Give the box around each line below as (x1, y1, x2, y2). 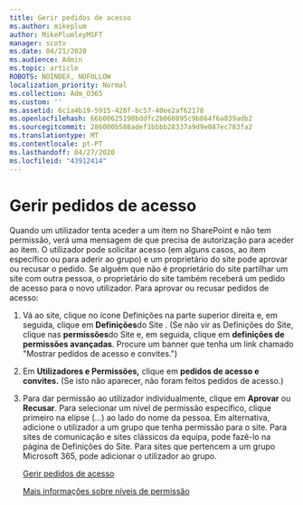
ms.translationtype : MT (9, 131, 99, 140)
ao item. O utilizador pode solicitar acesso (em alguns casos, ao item (9, 244, 266, 255)
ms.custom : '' (9, 97, 63, 107)
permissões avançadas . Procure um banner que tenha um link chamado (22, 338, 294, 349)
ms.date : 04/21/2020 (9, 47, 88, 56)
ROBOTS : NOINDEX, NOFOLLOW (9, 72, 111, 81)
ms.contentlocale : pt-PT (9, 139, 103, 148)
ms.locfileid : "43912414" (9, 156, 107, 166)
